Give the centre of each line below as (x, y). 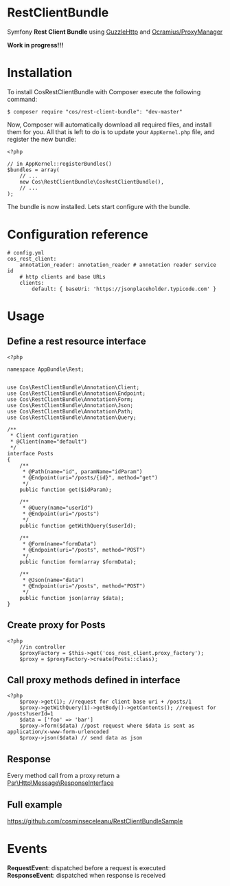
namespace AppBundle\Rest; (46, 369)
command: (22, 99)
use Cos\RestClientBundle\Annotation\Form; (70, 399)
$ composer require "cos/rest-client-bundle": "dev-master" (95, 111)
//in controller (43, 647)
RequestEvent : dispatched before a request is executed (87, 868)
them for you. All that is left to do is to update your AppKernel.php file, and (111, 131)
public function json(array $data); (72, 598)
